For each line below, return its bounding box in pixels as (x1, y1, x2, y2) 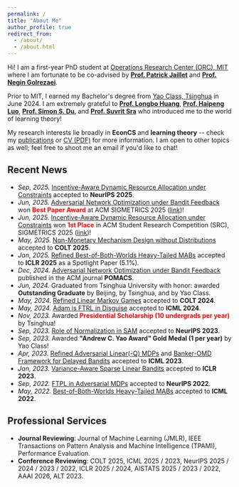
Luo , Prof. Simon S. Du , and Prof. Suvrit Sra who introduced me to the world (7, 107, 232, 115)
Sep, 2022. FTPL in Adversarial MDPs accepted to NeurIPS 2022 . (17, 379, 211, 387)
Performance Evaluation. (17, 449, 90, 457)
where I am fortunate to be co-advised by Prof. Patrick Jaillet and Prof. (7, 70, 217, 79)
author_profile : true (7, 23, 72, 31)
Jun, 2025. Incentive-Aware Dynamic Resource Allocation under (17, 213, 206, 221)
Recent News (7, 164, 68, 176)
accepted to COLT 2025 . (17, 243, 91, 252)
